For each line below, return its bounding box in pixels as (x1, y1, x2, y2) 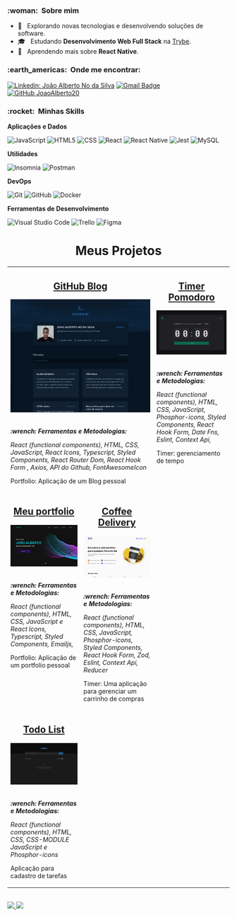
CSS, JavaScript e (10, 617, 63, 626)
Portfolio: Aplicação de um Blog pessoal (10, 476, 126, 485)
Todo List (23, 723, 65, 736)
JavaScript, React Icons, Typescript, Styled (10, 448, 136, 456)
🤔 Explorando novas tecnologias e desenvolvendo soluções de (17, 22, 204, 30)
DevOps (7, 177, 32, 185)
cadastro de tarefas (10, 872, 68, 880)
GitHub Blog (53, 280, 108, 292)
